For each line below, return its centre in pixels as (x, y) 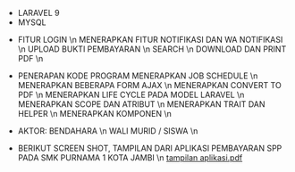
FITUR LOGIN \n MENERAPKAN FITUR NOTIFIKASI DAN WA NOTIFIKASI (150, 40)
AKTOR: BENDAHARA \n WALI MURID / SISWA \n (108, 131)
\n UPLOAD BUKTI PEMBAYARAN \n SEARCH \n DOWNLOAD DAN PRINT (152, 49)
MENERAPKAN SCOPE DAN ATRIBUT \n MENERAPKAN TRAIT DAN (141, 104)
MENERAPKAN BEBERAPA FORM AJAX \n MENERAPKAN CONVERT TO (149, 85)
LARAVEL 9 (38, 13)
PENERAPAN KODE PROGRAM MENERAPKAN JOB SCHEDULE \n (138, 76)
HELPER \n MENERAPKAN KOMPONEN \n (94, 114)
